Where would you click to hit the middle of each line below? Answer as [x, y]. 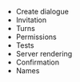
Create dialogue [42, 12]
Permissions [36, 37]
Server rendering [44, 54]
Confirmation [38, 62]
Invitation [31, 20]
